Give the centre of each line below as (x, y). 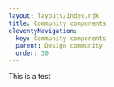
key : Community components (61, 38)
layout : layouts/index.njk (54, 16)
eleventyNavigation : (43, 31)
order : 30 (32, 53)
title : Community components (57, 23)
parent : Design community (59, 46)
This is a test (30, 76)
